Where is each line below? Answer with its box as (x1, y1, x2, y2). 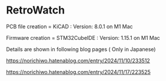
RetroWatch (6, 4, 65, 17)
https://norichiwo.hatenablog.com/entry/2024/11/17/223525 (6, 68, 151, 75)
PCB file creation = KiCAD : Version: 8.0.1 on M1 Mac (6, 23, 134, 30)
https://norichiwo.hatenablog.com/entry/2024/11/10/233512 (6, 57, 150, 64)
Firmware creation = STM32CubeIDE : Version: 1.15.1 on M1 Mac (6, 34, 160, 41)
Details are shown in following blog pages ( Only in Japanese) (6, 45, 156, 53)
